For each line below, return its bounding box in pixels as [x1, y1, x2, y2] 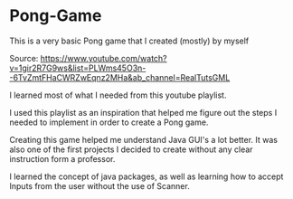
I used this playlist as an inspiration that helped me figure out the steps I [9, 107, 278, 118]
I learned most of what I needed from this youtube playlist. [9, 90, 227, 100]
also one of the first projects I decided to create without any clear [9, 144, 253, 155]
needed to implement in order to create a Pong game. [9, 117, 209, 128]
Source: [9, 52, 39, 63]
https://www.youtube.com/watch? [40, 52, 167, 63]
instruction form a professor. [9, 153, 116, 164]
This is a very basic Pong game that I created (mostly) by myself [9, 35, 250, 46]
